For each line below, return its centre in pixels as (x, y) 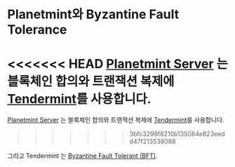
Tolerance (37, 30)
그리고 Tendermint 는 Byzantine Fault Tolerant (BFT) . (82, 156)
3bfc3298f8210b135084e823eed (177, 134)
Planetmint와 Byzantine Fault (93, 14)
